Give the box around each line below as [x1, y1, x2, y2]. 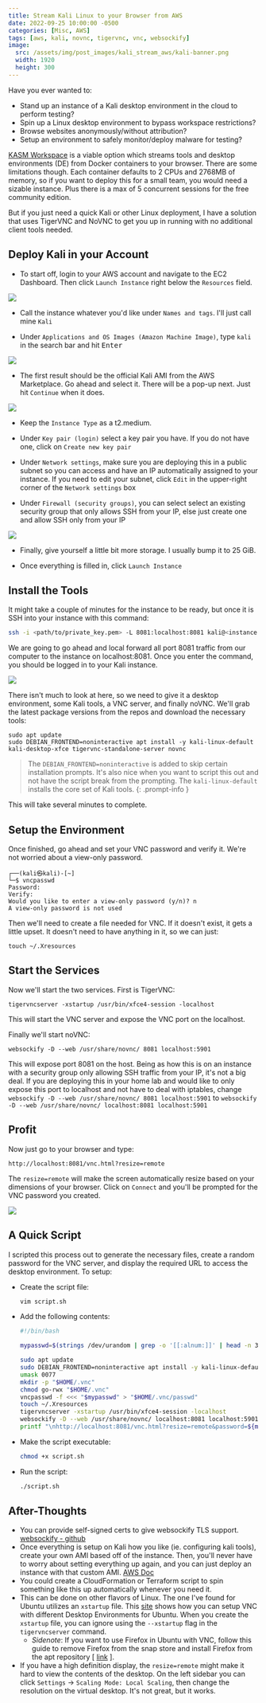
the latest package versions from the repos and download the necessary [8, 707, 246, 717]
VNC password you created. [8, 1190, 101, 1200]
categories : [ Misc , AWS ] [8, 26, 91, 34]
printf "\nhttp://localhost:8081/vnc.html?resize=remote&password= [19, 1423, 248, 1431]
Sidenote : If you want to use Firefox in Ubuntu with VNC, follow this [31, 1635, 252, 1645]
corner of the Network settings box [19, 483, 137, 492]
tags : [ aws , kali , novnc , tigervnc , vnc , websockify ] [8, 33, 191, 42]
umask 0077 [19, 1371, 56, 1379]
